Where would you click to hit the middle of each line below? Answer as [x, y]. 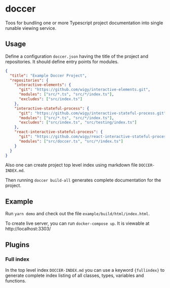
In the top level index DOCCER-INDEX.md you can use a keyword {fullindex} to [85, 270]
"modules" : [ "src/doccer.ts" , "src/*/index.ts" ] [71, 141]
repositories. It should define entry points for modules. [62, 62]
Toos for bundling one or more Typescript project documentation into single [84, 23]
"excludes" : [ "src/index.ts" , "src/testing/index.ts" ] [78, 123]
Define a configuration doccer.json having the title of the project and [77, 56]
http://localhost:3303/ [28, 229]
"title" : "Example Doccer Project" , [48, 76]
